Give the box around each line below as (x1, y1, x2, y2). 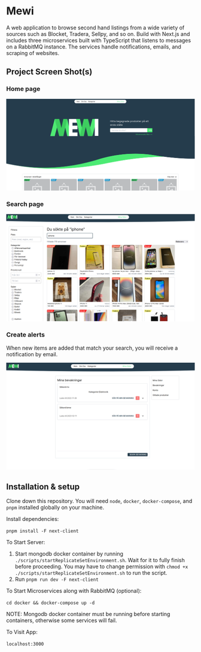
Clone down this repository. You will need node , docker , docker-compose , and (6, 498, 193, 505)
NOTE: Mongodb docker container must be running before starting (6, 611, 170, 618)
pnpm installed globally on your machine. (6, 504, 105, 511)
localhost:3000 (6, 641, 44, 647)
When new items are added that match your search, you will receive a (6, 344, 178, 351)
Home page (6, 85, 41, 93)
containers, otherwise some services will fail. (6, 617, 117, 624)
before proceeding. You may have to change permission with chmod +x (14, 563, 188, 570)
